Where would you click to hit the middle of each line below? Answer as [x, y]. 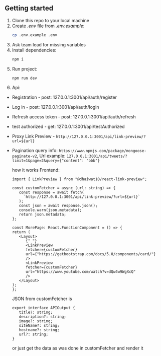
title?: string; [36, 312]
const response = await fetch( [51, 193]
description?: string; [42, 317]
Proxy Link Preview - [33, 136]
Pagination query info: [35, 151]
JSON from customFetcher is [42, 299]
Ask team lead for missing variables [49, 44]
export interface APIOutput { [44, 308]
